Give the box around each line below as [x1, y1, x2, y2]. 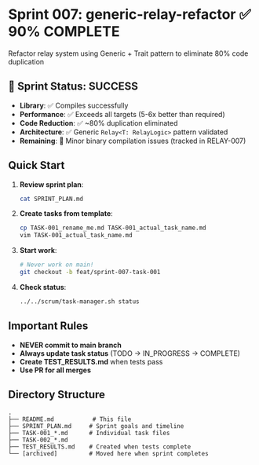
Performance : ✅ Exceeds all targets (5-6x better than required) [19, 109, 225, 119]
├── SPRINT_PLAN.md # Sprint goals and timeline [8, 423, 184, 430]
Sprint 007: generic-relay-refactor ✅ [8, 5, 251, 24]
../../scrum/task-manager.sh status [19, 297, 140, 306]
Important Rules [8, 320, 89, 333]
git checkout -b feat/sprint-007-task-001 [19, 269, 161, 276]
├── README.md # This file [8, 416, 132, 423]
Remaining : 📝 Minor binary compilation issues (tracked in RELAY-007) [19, 136, 246, 145]
